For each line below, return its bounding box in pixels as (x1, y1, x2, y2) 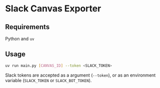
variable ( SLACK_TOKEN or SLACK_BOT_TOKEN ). (5, 77, 92, 83)
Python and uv (5, 36, 35, 42)
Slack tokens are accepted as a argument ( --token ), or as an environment (5, 72, 156, 78)
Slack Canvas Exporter (5, 3, 101, 14)
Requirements (5, 23, 50, 31)
